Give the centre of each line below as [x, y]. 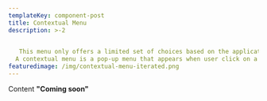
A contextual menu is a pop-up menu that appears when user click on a [137, 59]
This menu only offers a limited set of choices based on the [124, 52]
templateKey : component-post [56, 15]
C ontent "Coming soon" [48, 88]
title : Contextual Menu [48, 23]
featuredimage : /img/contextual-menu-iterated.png [94, 67]
